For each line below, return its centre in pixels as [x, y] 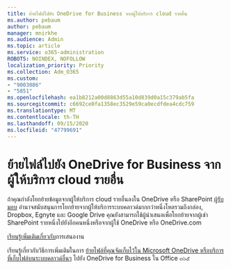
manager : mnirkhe [32, 33]
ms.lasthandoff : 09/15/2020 [48, 123]
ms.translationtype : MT [42, 111]
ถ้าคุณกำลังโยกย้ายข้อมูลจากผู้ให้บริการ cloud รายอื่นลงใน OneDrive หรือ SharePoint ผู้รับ [115, 199]
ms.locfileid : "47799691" [45, 130]
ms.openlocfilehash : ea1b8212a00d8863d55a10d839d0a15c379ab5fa [101, 98]
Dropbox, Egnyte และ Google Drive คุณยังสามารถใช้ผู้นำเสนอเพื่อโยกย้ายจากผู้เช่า [108, 215]
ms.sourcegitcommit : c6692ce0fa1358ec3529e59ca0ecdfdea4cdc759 [101, 104]
